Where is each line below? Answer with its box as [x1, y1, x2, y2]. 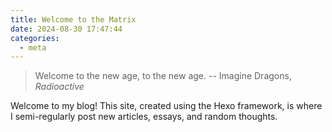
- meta [19, 42, 47, 53]
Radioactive [34, 81, 85, 93]
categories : [10, 33, 60, 43]
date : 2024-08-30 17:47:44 [10, 24, 123, 34]
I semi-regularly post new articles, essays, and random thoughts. [10, 111, 278, 123]
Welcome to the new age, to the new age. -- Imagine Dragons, [34, 70, 292, 82]
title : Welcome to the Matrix [10, 14, 137, 25]
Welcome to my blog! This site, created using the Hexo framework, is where [10, 100, 323, 112]
